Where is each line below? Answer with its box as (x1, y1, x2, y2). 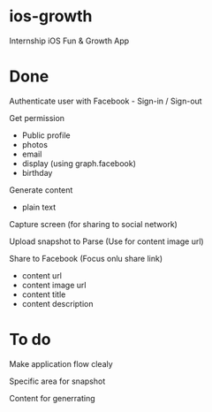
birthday (21, 167, 53, 178)
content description (21, 298, 94, 309)
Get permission (9, 112, 64, 123)
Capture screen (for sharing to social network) (9, 218, 178, 229)
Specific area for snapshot (9, 376, 106, 386)
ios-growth (9, 6, 93, 27)
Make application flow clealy (9, 358, 113, 369)
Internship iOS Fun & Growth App (9, 35, 130, 46)
